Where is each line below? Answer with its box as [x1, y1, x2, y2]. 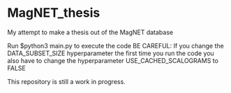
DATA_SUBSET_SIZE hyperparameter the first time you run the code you [7, 49, 214, 57]
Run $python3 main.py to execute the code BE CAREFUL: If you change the [7, 41, 225, 50]
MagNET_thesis [7, 5, 100, 21]
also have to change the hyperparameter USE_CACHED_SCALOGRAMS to [7, 56, 218, 64]
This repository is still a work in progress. [7, 77, 126, 85]
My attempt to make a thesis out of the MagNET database [7, 28, 173, 36]
